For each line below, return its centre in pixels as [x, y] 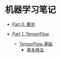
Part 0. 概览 [23, 24]
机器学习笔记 [31, 10]
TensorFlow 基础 [36, 43]
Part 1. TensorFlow [30, 34]
